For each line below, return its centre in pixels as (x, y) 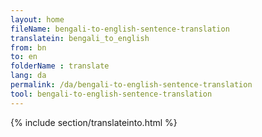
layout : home (37, 19)
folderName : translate (60, 66)
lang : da (28, 76)
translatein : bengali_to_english (80, 38)
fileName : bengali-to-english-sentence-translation (120, 29)
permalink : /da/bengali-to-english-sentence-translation (131, 85)
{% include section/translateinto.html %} (94, 122)
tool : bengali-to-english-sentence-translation (111, 94)
